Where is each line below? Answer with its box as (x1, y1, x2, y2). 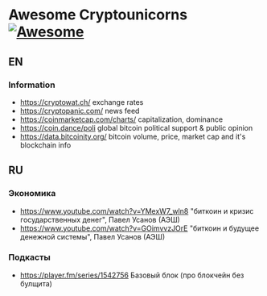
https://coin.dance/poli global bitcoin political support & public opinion (19, 123, 253, 132)
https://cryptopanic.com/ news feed (19, 106, 140, 115)
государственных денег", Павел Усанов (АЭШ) (19, 215, 181, 224)
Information (8, 79, 55, 90)
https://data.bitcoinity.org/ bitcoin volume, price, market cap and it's (19, 131, 246, 141)
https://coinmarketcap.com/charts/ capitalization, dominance (19, 115, 224, 124)
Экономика (8, 188, 56, 199)
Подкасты (8, 252, 51, 263)
